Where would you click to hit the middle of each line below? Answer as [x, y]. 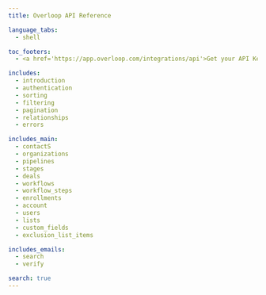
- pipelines [35, 161]
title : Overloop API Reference [60, 15]
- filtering [35, 103]
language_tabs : [33, 30]
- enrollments [38, 198]
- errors [30, 125]
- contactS [33, 147]
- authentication [44, 88]
